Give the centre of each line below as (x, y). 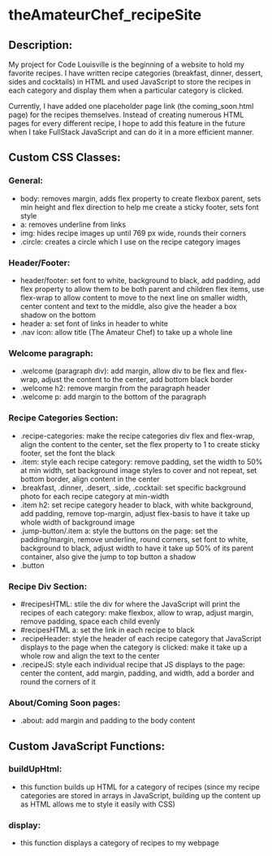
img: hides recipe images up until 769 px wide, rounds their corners (133, 232)
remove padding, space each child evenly (90, 621)
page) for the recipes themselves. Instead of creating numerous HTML (126, 115)
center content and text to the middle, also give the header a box (128, 306)
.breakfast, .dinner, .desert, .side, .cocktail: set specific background (133, 487)
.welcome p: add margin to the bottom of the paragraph (113, 397)
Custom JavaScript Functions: (87, 746)
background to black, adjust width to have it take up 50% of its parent (137, 548)
